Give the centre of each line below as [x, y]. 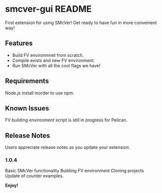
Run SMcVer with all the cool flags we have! [56, 65]
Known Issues [27, 108]
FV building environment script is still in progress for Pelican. [66, 120]
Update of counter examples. [35, 176]
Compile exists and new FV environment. [53, 60]
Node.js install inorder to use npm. [40, 93]
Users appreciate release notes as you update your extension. [68, 147]
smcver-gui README [48, 9]
